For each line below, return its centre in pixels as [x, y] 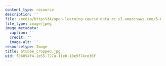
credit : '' [21, 38]
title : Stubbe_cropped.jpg [33, 51]
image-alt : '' [24, 42]
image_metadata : [22, 28]
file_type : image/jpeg [28, 24]
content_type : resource [30, 10]
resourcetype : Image [26, 47]
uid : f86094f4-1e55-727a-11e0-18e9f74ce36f [51, 56]
